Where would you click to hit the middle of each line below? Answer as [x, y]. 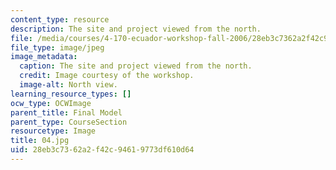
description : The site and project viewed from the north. [136, 29]
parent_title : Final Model [66, 112]
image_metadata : [44, 57]
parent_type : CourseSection [69, 122]
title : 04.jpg [40, 141]
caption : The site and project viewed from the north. [136, 66]
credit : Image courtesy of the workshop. [107, 76]
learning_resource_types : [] [71, 94]
